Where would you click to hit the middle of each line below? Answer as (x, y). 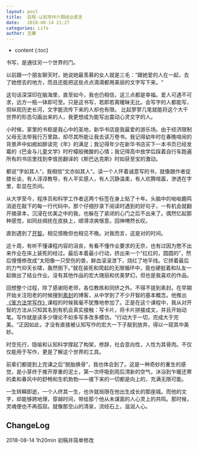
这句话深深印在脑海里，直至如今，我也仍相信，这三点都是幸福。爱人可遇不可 (99, 95)
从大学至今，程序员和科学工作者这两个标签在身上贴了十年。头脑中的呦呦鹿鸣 (99, 199)
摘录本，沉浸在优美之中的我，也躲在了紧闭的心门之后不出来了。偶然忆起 (99, 213)
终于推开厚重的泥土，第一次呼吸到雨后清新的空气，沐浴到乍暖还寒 (112, 372)
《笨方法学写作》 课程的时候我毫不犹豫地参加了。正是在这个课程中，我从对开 (99, 303)
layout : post (22, 11)
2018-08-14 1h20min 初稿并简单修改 (50, 440)
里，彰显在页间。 (27, 186)
